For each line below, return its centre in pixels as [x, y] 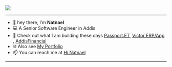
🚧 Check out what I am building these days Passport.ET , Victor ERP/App [89, 36]
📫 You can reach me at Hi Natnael [49, 52]
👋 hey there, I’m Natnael [38, 22]
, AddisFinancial [30, 41]
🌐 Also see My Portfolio [38, 46]
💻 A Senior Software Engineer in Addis [54, 28]
